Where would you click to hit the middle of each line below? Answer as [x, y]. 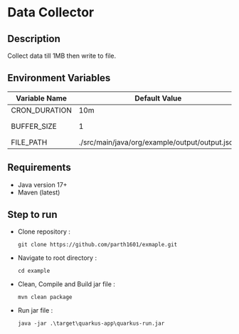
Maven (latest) [39, 192]
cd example [34, 271]
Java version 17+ [42, 184]
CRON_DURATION [42, 110]
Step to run [32, 215]
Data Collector [51, 12]
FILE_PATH [29, 142]
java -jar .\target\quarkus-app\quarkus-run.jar [91, 324]
